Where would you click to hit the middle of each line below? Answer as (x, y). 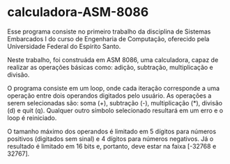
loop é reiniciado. (32, 118)
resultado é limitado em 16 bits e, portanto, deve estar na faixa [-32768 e (112, 146)
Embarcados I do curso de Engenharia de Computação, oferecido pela (108, 38)
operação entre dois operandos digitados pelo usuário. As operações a (109, 96)
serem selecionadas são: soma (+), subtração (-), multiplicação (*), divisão (115, 103)
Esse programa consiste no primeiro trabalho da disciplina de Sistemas (109, 31)
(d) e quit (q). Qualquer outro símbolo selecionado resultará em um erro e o (115, 110)
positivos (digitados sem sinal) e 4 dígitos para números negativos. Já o (110, 139)
